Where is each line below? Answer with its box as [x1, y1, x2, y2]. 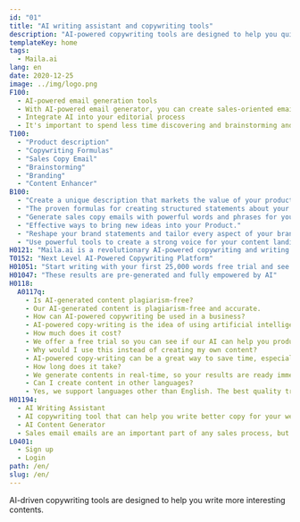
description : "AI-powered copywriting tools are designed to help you [9, 29, 278, 38]
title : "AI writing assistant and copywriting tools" [9, 21, 214, 30]
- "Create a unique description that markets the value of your [17, 196, 262, 206]
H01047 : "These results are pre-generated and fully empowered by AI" [9, 271, 278, 280]
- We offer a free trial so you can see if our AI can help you [25, 337, 270, 346]
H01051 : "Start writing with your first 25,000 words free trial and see [9, 263, 290, 272]
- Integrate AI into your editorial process [17, 113, 186, 122]
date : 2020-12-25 [9, 72, 74, 80]
